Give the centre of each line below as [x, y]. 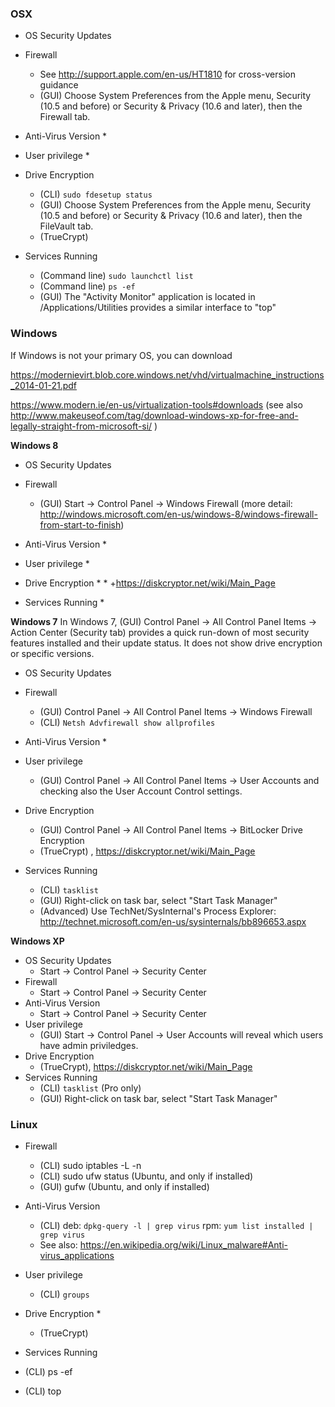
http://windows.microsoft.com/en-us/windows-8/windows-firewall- [178, 514]
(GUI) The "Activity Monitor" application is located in [147, 297]
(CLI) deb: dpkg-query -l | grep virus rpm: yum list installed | [176, 1225]
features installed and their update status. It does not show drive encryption [166, 643]
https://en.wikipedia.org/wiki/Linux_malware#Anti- [183, 1244]
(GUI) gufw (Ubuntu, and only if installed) [124, 1186]
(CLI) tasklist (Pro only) [90, 1088]
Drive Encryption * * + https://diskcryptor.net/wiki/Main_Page [150, 583]
